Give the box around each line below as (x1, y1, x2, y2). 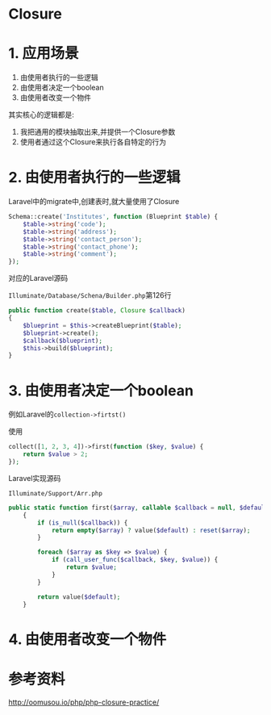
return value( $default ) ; (37, 592, 121, 601)
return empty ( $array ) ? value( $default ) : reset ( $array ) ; (51, 526, 251, 534)
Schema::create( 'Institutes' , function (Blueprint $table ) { (8, 213, 219, 221)
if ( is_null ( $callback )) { (37, 518, 128, 527)
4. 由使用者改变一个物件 (8, 630, 167, 648)
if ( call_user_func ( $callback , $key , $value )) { (51, 556, 219, 564)
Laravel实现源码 (8, 473, 61, 483)
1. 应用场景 (8, 44, 79, 63)
